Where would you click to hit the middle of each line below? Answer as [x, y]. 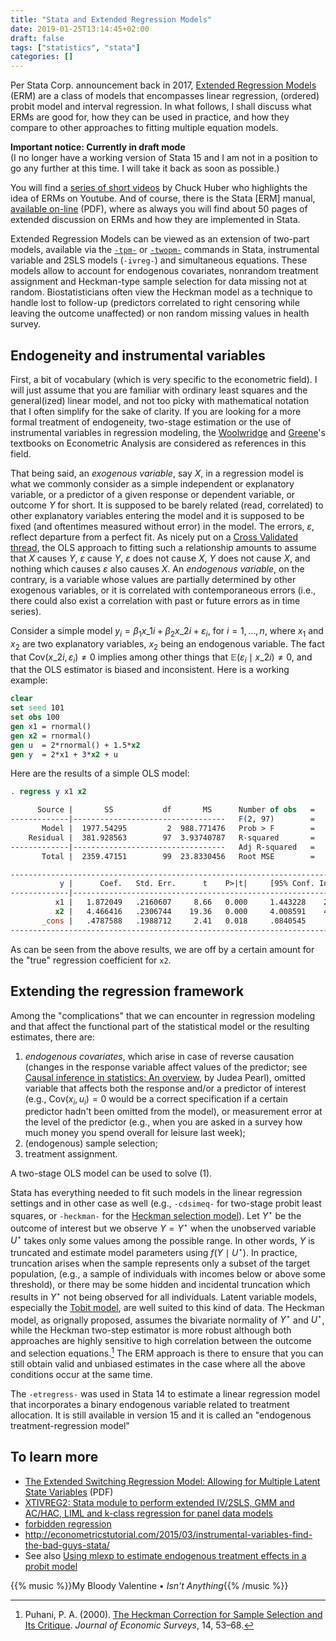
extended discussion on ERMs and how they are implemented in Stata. [155, 220]
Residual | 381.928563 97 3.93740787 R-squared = [171, 837]
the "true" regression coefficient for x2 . [91, 960]
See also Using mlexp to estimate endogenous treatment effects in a [165, 1555]
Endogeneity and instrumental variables [138, 355]
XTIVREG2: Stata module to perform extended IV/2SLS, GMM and [159, 1502]
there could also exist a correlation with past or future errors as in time [155, 600]
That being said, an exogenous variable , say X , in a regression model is [157, 473]
